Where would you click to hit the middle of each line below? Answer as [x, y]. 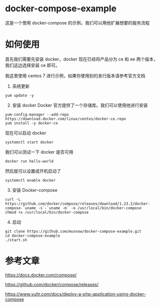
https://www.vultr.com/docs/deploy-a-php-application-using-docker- [76, 294]
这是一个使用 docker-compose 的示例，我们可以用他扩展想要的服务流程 [77, 23]
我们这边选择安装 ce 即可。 [33, 65]
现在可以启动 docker [26, 133]
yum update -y [20, 95]
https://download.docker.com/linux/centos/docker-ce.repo [66, 119]
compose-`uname [21, 208]
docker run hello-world [29, 161]
